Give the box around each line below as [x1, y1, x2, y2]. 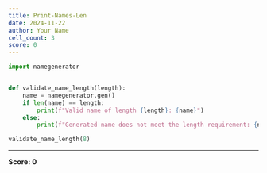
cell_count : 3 [8, 33, 56, 42]
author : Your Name [8, 26, 69, 34]
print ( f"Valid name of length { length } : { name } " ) [37, 106, 204, 114]
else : [22, 113, 41, 121]
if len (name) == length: [22, 98, 105, 107]
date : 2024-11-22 [8, 19, 66, 27]
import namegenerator [8, 63, 80, 71]
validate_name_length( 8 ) [8, 136, 91, 144]
